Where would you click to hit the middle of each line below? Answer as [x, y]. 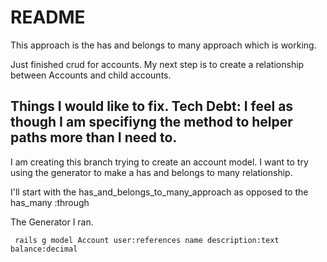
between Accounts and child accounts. [91, 75]
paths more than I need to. [94, 137]
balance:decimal [44, 249]
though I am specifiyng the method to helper [151, 122]
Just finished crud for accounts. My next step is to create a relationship [157, 64]
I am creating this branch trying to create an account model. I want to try [159, 162]
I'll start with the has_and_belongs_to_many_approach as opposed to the [159, 192]
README [48, 17]
